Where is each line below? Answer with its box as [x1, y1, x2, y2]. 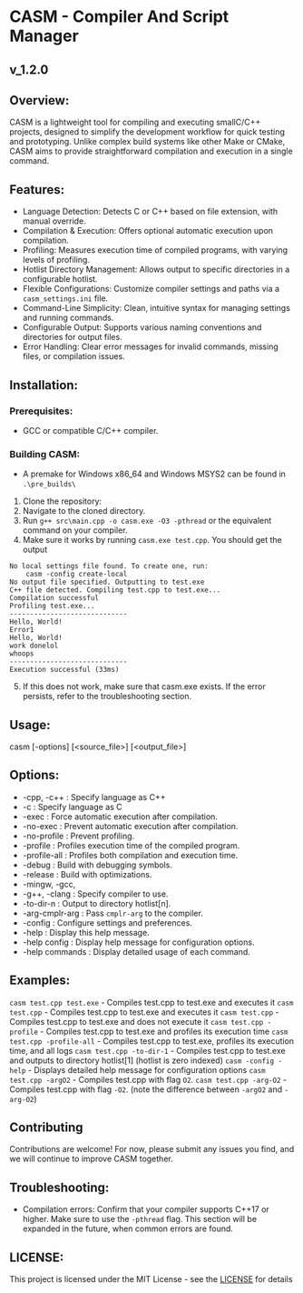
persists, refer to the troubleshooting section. [22, 691, 192, 702]
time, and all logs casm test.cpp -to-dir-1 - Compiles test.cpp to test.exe [9, 1045, 286, 1056]
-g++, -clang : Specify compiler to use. [22, 888, 169, 899]
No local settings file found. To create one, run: [9, 562, 209, 571]
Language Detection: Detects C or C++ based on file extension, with [22, 206, 279, 217]
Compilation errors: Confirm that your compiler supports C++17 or [22, 1204, 269, 1215]
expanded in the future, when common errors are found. [22, 1223, 234, 1234]
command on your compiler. [22, 525, 129, 536]
